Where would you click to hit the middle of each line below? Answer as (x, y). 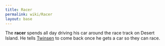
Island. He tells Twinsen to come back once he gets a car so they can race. (83, 38)
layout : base (19, 19)
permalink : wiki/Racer (29, 14)
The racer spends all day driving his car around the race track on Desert (80, 33)
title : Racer (19, 10)
